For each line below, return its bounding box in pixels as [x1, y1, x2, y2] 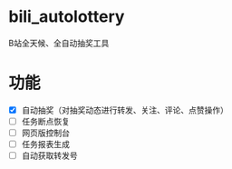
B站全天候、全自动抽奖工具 [8, 37, 110, 48]
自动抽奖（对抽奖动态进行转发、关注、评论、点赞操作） [21, 104, 228, 115]
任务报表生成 [21, 139, 70, 150]
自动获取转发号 [21, 150, 78, 161]
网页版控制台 [21, 127, 70, 138]
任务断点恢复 [21, 115, 70, 126]
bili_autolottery [8, 6, 125, 27]
